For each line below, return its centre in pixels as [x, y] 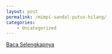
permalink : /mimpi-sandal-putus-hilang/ [57, 17]
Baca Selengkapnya [30, 45]
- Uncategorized [37, 28]
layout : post [22, 11]
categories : [21, 22]
